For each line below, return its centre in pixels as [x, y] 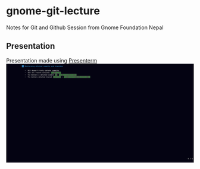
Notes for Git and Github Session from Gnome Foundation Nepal [85, 27]
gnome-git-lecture [53, 11]
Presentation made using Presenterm [52, 60]
